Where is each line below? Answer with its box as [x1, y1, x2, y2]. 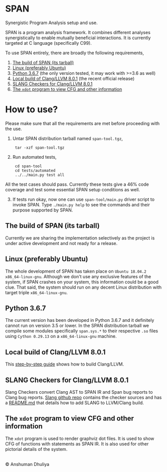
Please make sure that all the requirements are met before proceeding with [5, 120, 160, 126]
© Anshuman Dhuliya [5, 461, 50, 467]
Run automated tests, [12, 154, 57, 160]
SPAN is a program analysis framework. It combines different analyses [5, 29, 150, 35]
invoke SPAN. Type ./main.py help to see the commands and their [12, 201, 150, 207]
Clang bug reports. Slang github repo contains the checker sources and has [5, 394, 162, 400]
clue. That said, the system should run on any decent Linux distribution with [5, 284, 162, 290]
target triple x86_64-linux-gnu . [5, 289, 68, 295]
